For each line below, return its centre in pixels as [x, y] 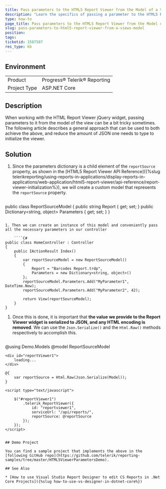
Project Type [22, 88]
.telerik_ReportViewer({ [48, 404]
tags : [11, 38]
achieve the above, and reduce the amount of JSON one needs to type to [80, 133]
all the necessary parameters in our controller [56, 230]
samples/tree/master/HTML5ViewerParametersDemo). [57, 460]
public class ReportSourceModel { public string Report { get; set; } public [79, 207]
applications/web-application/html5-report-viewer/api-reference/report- [86, 182]
